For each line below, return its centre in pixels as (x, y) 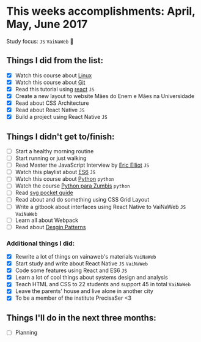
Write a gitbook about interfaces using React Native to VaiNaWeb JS (100, 207)
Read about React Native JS (50, 110)
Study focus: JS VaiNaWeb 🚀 (40, 41)
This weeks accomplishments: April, (101, 11)
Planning (26, 333)
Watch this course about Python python (64, 179)
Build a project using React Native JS (61, 117)
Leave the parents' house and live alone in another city (84, 291)
